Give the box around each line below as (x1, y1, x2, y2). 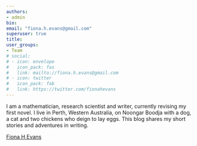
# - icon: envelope (6, 58, 55, 64)
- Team (6, 48, 23, 54)
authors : (6, 8, 28, 15)
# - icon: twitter (6, 75, 52, 81)
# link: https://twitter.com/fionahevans (6, 86, 116, 92)
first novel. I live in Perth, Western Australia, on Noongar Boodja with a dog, (6, 108, 192, 116)
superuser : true (6, 31, 47, 37)
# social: (6, 53, 31, 59)
